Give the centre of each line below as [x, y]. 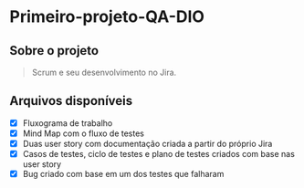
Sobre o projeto [54, 51]
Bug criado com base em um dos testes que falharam [123, 174]
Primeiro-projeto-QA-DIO [107, 17]
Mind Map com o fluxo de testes [83, 133]
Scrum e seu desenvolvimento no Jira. [104, 72]
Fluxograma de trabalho [68, 123]
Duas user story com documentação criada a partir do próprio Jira [147, 143]
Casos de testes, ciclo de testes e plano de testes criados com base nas [158, 154]
